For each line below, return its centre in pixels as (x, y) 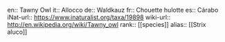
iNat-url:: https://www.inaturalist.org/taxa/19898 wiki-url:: (89, 17)
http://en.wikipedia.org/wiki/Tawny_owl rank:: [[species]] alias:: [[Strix (107, 24)
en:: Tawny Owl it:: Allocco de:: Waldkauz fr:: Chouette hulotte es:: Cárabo (113, 10)
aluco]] (17, 32)
